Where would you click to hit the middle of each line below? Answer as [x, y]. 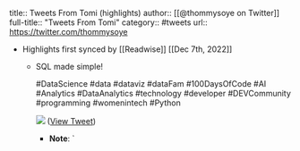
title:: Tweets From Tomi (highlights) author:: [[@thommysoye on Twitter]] [145, 13]
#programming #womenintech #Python [108, 103]
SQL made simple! [69, 67]
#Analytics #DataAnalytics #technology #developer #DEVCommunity [163, 93]
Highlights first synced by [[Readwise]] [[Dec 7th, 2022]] [127, 49]
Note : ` [62, 138]
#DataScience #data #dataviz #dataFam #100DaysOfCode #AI [151, 84]
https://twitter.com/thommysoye [69, 32]
